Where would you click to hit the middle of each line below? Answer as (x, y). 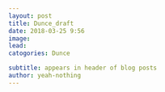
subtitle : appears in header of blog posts (83, 68)
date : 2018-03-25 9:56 (47, 31)
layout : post (30, 16)
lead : (17, 46)
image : (19, 38)
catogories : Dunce (39, 53)
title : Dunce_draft (41, 23)
